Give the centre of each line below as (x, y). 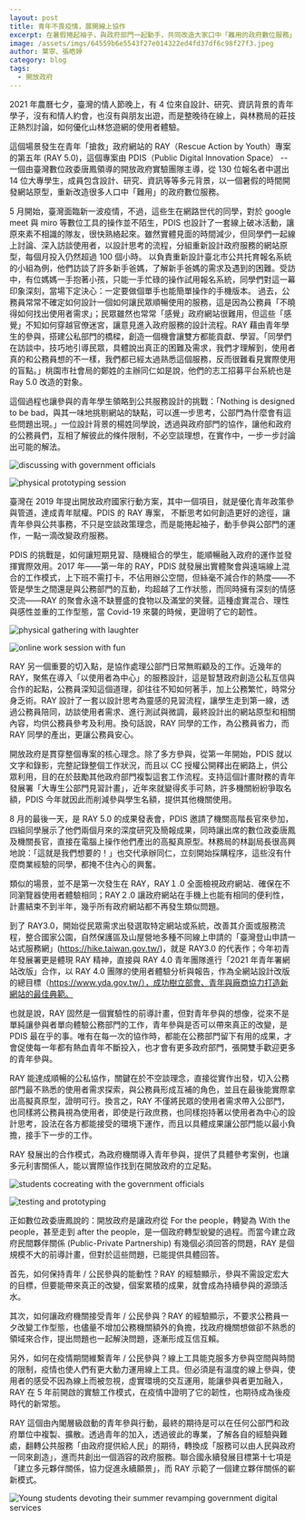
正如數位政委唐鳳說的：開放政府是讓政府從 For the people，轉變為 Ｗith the (150, 1220)
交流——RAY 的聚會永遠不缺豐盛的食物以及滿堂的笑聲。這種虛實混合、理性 (150, 600)
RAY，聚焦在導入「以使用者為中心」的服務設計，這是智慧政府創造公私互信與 (152, 677)
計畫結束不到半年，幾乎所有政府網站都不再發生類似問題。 (117, 906)
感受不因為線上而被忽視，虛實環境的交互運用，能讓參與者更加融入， (160, 1381)
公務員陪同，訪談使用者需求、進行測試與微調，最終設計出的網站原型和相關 (156, 712)
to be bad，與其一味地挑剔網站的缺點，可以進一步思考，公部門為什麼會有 (147, 412)
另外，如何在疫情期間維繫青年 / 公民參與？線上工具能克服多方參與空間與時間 (152, 1358)
